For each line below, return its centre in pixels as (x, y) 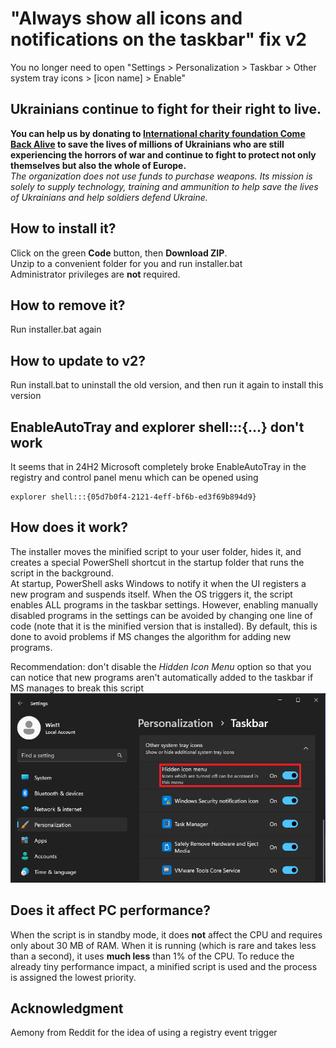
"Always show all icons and (126, 18)
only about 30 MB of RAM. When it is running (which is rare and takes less (163, 945)
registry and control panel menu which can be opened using (134, 477)
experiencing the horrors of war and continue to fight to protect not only (163, 154)
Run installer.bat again (56, 329)
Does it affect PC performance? (111, 910)
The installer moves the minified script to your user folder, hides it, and (156, 551)
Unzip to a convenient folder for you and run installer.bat (126, 263)
